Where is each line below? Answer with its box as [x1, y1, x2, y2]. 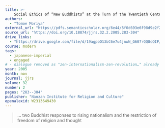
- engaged [9, 58, 29, 63]
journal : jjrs [5, 76, 34, 81]
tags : [5, 48, 16, 53]
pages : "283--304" [5, 90, 43, 95]
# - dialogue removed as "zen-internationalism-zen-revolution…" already [5, 62, 160, 67]
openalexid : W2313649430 [5, 99, 56, 104]
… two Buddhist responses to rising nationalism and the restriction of [17, 112, 157, 118]
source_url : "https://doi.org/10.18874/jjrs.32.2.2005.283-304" [5, 30, 139, 35]
